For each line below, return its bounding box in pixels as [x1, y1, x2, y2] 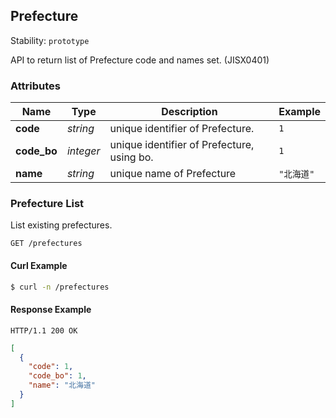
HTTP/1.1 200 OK [10, 325, 78, 336]
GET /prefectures [10, 239, 83, 249]
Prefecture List [10, 197, 85, 211]
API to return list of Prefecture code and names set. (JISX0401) [10, 54, 270, 66]
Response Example [10, 304, 92, 316]
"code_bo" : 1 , [28, 371, 87, 381]
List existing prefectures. [10, 219, 113, 231]
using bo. [109, 150, 154, 164]
